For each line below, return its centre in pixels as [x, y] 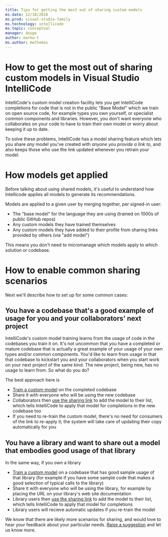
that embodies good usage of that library [70, 451]
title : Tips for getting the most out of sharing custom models [74, 10]
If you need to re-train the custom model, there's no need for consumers [88, 416]
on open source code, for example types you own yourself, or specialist [79, 113]
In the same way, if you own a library [43, 463]
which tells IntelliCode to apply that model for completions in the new [84, 406]
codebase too [27, 411]
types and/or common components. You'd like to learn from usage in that [81, 354]
